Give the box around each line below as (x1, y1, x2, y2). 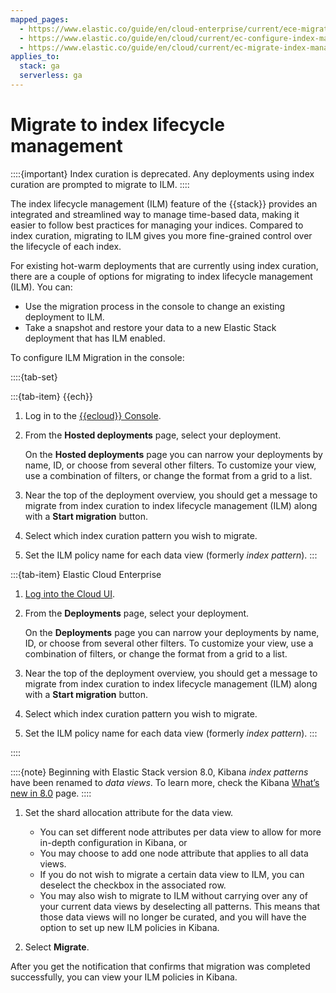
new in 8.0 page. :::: (10, 787, 92, 799)
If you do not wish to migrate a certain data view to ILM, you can (39, 868, 305, 880)
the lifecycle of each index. (10, 240, 122, 252)
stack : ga (19, 61, 60, 71)
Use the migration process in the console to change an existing (24, 300, 286, 312)
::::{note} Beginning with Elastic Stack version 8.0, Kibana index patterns (10, 766, 309, 778)
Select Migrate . (24, 941, 90, 953)
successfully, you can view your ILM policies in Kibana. (10, 971, 238, 983)
